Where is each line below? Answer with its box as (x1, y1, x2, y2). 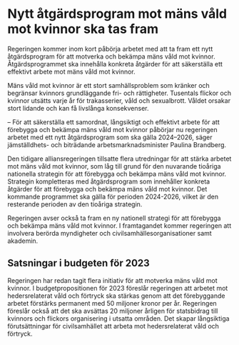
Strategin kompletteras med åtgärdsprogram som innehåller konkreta (7, 177, 210, 186)
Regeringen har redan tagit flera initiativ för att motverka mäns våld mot (7, 276, 218, 284)
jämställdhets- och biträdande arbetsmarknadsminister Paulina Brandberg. (7, 140, 227, 149)
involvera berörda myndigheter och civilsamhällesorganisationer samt (7, 229, 212, 237)
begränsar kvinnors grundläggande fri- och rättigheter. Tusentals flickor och (7, 89, 232, 97)
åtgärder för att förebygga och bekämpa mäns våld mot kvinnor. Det (7, 184, 208, 193)
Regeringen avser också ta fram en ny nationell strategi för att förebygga (7, 214, 221, 222)
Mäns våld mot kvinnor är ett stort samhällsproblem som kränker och (7, 81, 210, 89)
